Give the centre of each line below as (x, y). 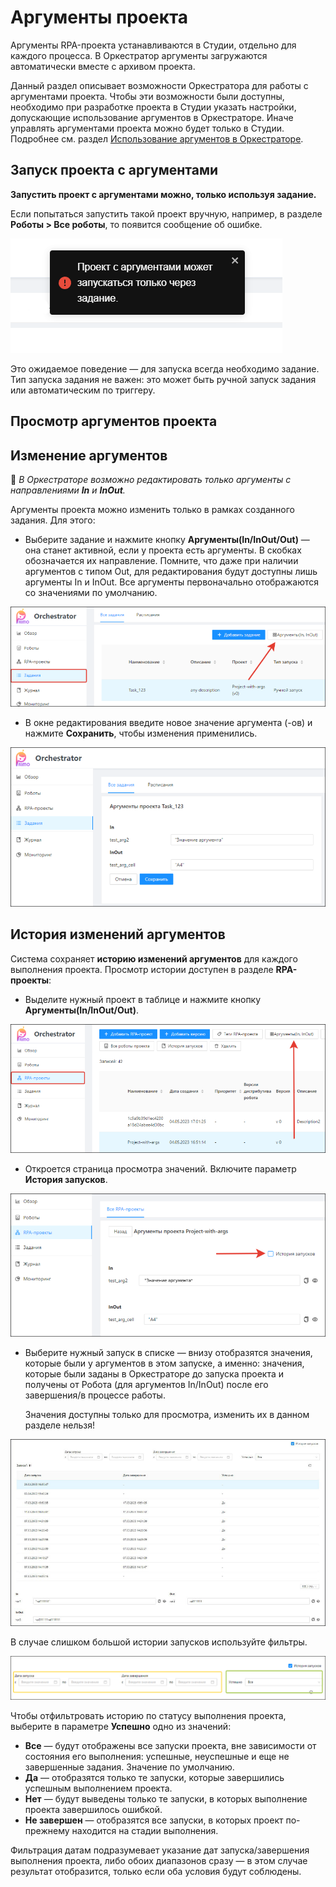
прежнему (47, 1831)
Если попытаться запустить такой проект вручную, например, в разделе (166, 213)
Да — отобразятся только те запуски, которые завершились (154, 1778)
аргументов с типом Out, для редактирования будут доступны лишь (171, 571)
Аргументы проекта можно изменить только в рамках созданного (152, 509)
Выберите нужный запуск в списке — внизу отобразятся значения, (168, 1353)
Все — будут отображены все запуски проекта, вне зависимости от (170, 1746)
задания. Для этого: (53, 520)
